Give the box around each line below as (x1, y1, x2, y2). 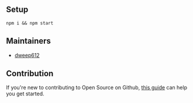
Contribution (6, 68, 54, 78)
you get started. (6, 90, 45, 97)
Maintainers (6, 36, 51, 46)
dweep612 (14, 51, 40, 59)
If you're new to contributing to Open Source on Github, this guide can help (6, 84, 187, 91)
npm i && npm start (6, 20, 54, 26)
